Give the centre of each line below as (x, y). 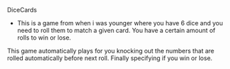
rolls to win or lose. (44, 38)
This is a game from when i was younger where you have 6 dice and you (120, 23)
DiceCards (22, 10)
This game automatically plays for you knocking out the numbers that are (111, 51)
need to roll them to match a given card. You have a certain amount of (116, 30)
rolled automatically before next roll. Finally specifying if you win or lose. (110, 58)
